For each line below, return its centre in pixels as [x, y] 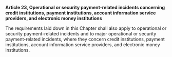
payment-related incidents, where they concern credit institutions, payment [85, 39]
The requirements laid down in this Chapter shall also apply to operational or [86, 28]
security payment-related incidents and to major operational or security [81, 34]
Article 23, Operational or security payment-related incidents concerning [85, 7]
